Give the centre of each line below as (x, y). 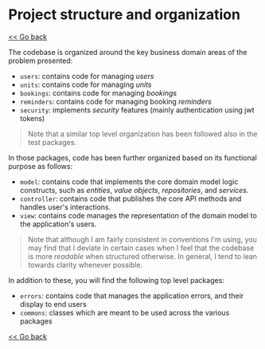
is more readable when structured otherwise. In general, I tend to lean (142, 256)
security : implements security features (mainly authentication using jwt (137, 110)
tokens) (32, 118)
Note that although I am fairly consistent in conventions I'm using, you (142, 239)
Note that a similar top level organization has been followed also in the (142, 134)
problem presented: (41, 61)
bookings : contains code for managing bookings (98, 92)
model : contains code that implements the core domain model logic (129, 182)
